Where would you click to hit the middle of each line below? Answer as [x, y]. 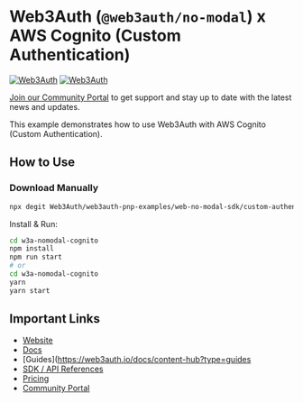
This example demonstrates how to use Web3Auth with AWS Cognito [138, 124]
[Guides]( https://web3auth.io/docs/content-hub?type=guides [137, 360]
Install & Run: [34, 224]
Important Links [55, 319]
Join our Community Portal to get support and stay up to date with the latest [151, 97]
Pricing [36, 379]
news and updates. [45, 106]
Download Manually [54, 188]
